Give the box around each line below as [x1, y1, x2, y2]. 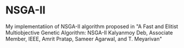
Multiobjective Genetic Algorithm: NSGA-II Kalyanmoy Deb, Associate [5, 29, 173, 36]
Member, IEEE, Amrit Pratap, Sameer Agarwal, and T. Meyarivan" [5, 35, 162, 42]
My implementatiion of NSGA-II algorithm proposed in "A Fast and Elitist [5, 23, 178, 30]
